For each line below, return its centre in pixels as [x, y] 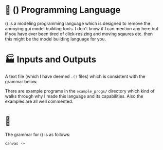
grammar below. [21, 81]
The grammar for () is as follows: [38, 134]
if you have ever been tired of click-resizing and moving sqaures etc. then [79, 34]
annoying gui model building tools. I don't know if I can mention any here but [82, 28]
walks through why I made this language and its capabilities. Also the [74, 96]
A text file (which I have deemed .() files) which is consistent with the [75, 76]
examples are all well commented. [39, 101]
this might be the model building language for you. [55, 39]
